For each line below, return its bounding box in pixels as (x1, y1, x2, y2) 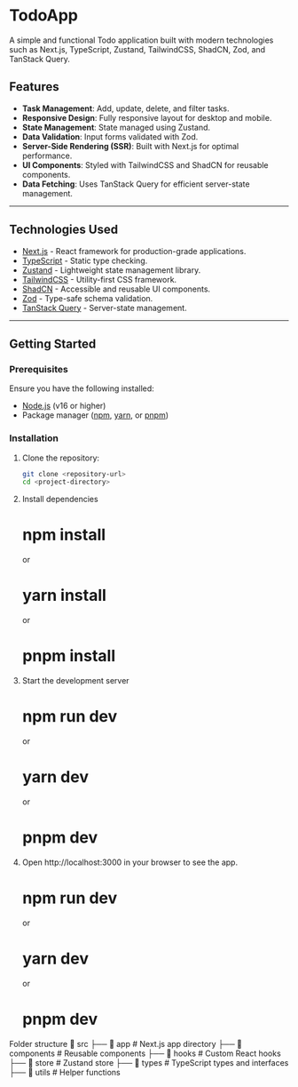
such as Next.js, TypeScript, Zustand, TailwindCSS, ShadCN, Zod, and (9, 44, 266, 54)
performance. (21, 150, 73, 161)
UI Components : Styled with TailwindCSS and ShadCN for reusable (21, 159, 269, 170)
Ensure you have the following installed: (9, 383, 155, 394)
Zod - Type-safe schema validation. (21, 292, 153, 303)
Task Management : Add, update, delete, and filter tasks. (21, 103, 230, 114)
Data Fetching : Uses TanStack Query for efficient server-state (21, 179, 250, 189)
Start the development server (21, 675, 130, 686)
